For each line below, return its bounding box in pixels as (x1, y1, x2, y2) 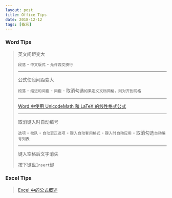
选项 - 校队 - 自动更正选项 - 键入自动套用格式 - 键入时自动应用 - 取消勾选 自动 (17, 129, 162, 136)
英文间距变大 (17, 51, 45, 57)
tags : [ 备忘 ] (5, 21, 32, 27)
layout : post (5, 7, 33, 13)
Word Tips (5, 39, 32, 46)
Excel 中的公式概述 (17, 187, 58, 193)
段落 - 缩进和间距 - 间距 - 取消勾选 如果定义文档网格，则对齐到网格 (17, 87, 142, 94)
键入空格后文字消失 (17, 150, 59, 157)
